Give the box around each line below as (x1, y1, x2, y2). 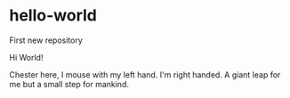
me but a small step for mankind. (9, 78, 129, 89)
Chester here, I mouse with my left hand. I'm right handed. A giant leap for (9, 69, 281, 80)
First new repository (9, 35, 83, 45)
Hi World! (9, 52, 44, 62)
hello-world (9, 5, 98, 26)
